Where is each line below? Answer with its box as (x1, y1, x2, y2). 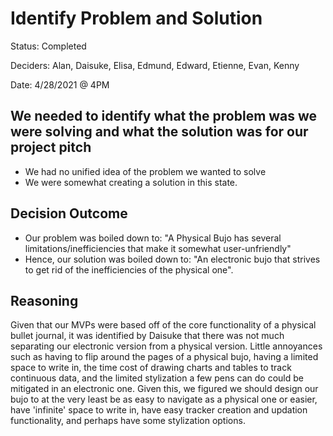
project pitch (10, 139, 92, 156)
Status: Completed (10, 40, 87, 52)
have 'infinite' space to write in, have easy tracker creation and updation (10, 404, 308, 416)
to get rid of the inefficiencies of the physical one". (24, 263, 234, 276)
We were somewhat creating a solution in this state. (24, 176, 238, 188)
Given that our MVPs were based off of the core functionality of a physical (10, 319, 317, 331)
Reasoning (10, 292, 79, 309)
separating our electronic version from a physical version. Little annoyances (10, 340, 323, 352)
